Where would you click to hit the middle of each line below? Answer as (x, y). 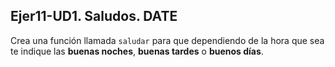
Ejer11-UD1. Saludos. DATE (94, 16)
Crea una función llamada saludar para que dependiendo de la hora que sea (167, 40)
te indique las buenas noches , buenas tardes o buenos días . (137, 51)
